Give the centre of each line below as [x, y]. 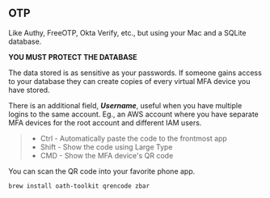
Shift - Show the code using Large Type [106, 147]
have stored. [29, 90]
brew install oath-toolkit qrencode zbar [79, 186]
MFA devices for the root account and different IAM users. [105, 122]
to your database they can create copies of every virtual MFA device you [129, 81]
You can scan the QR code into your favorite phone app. [102, 171]
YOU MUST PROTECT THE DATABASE [73, 57]
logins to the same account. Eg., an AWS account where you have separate [133, 114]
